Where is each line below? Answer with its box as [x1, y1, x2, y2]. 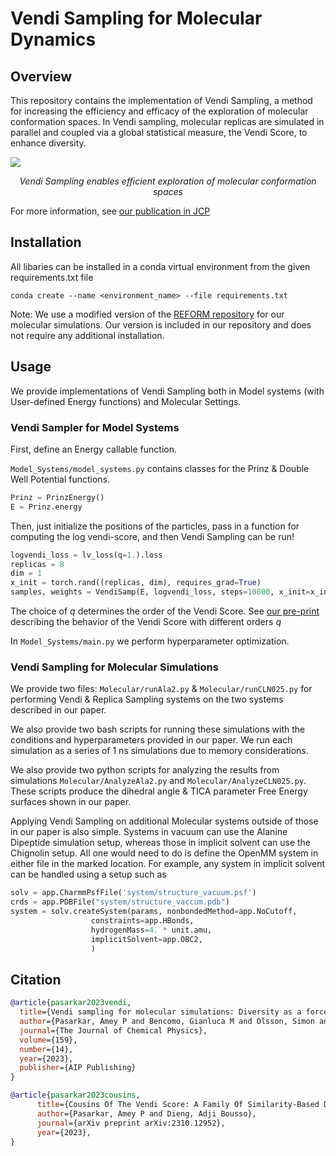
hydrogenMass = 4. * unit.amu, [90, 925, 213, 935]
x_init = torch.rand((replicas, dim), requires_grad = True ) [10, 578, 262, 588]
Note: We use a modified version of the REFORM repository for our [10, 308, 285, 320]
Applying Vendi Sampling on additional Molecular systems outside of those [10, 815, 319, 827]
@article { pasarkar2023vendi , [10, 998, 132, 1008]
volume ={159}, [19, 1035, 78, 1045]
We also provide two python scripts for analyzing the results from [10, 764, 280, 776]
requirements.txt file [10, 271, 94, 283]
